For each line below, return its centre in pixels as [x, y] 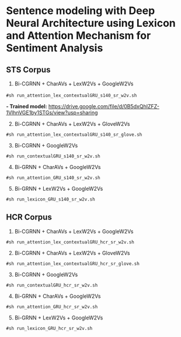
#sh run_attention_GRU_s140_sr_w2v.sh [53, 178]
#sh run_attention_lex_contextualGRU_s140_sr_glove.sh [74, 135]
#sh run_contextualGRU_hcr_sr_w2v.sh [52, 285]
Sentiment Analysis [55, 48]
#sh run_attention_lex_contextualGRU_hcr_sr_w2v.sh [70, 242]
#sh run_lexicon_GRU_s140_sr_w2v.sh [51, 200]
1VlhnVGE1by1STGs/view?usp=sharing [52, 113]
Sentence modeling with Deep [81, 11]
